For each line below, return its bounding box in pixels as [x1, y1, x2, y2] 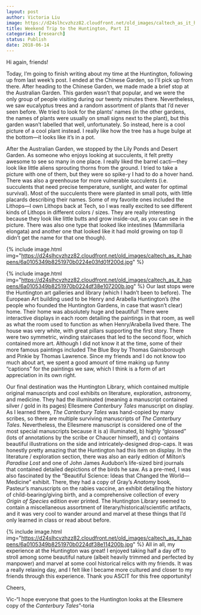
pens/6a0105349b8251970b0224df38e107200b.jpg [6, 282, 134, 290]
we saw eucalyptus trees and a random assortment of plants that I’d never [6, 102, 189, 109]
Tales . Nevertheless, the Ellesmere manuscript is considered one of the [6, 421, 182, 428]
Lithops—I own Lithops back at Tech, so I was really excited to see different [6, 202, 193, 209]
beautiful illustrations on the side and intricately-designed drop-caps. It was [6, 440, 193, 447]
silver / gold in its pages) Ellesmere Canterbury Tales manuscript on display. [6, 402, 194, 409]
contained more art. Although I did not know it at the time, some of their [6, 339, 182, 347]
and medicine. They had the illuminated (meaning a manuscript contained [6, 396, 188, 403]
